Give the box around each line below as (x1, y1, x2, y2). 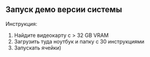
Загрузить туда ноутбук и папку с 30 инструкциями (14, 38, 145, 45)
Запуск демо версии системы (5, 5, 122, 15)
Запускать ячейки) (14, 44, 62, 51)
